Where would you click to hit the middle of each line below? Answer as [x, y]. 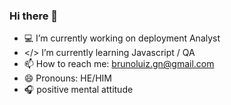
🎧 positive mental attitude [78, 90]
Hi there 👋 [34, 16]
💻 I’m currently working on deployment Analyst [122, 38]
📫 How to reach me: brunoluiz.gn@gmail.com [119, 64]
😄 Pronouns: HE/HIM [67, 78]
